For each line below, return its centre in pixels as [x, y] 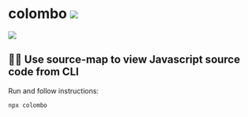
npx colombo [28, 105]
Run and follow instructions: [53, 90]
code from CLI [43, 72]
